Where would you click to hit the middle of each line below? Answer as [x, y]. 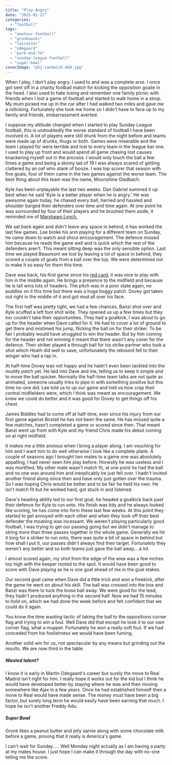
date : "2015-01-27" [26, 15]
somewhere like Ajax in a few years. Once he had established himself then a [86, 690]
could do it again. [24, 607]
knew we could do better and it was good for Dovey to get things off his [81, 398]
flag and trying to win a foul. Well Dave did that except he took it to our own [85, 622]
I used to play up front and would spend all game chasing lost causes [79, 152]
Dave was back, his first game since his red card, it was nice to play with [82, 275]
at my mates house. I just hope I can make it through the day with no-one [83, 752]
